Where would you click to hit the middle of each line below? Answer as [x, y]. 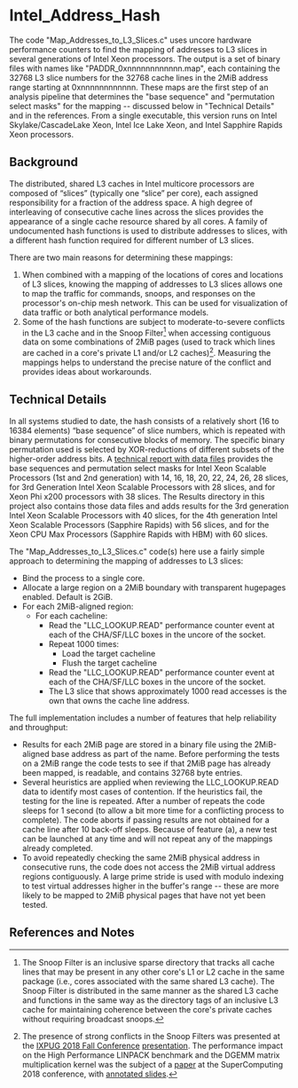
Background [43, 162]
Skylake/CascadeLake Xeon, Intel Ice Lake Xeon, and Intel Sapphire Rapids [146, 124]
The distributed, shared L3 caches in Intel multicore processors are [132, 184]
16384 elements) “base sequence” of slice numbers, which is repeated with [147, 430]
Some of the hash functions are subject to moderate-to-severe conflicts [153, 321]
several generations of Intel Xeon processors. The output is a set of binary [145, 59]
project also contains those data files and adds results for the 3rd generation [149, 506]
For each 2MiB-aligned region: [78, 606]
